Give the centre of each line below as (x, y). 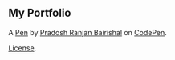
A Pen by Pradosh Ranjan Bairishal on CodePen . (87, 32)
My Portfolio (40, 13)
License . (22, 48)
